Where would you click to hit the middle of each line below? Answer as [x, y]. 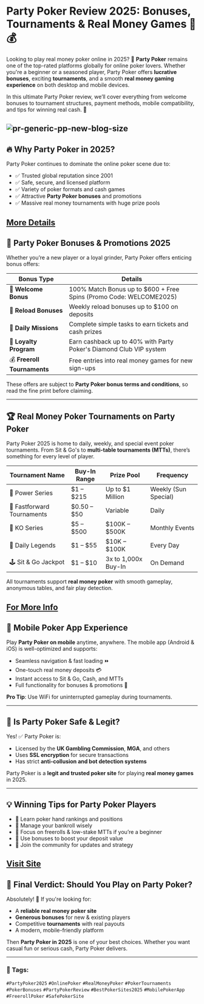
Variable [117, 510]
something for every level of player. [51, 456]
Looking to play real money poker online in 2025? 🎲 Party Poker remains [97, 59]
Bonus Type [36, 279]
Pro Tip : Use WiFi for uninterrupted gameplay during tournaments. [89, 697]
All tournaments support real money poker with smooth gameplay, [90, 582]
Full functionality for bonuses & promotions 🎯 [71, 685]
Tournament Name [37, 475]
